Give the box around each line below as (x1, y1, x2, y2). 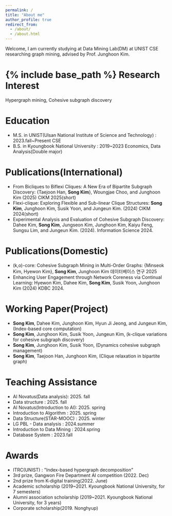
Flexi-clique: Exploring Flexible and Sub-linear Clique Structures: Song (12, 200, 163, 206)
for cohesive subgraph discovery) (12, 336, 85, 343)
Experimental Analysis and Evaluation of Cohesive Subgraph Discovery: (12, 216, 165, 222)
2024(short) (12, 210, 39, 217)
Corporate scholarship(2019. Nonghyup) (12, 505, 99, 511)
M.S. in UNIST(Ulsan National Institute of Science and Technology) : (12, 132, 157, 138)
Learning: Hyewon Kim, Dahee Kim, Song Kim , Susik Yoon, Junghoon (12, 279, 160, 286)
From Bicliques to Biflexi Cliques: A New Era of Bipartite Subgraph (12, 183, 152, 189)
